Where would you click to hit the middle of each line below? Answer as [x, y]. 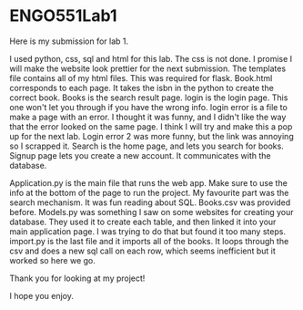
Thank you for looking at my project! [77, 278]
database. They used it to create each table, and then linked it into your [143, 222]
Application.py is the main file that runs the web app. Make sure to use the [149, 182]
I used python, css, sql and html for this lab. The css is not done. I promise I [151, 58]
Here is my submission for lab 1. [69, 41]
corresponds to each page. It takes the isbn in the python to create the [142, 88]
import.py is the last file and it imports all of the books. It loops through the [149, 241]
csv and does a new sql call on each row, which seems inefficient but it [142, 251]
